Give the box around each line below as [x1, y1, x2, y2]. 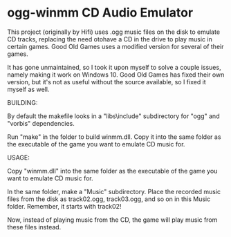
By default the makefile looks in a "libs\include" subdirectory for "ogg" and [7, 112, 220, 120]
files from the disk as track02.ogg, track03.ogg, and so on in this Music [7, 195, 211, 203]
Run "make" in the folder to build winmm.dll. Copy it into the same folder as [7, 133, 221, 141]
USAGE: [7, 153, 30, 162]
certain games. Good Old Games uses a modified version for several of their [7, 42, 224, 50]
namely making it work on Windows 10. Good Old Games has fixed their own [7, 70, 225, 79]
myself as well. [7, 85, 50, 93]
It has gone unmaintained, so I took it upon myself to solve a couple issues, [7, 63, 221, 71]
